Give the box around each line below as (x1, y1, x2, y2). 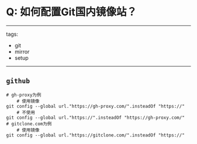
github (6, 77, 30, 85)
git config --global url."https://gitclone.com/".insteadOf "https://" (6, 132, 185, 138)
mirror (14, 48, 30, 55)
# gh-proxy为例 (6, 92, 42, 98)
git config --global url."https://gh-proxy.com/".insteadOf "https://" (6, 103, 185, 109)
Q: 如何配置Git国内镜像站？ (6, 5, 137, 19)
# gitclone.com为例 (6, 121, 52, 126)
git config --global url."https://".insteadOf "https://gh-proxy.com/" (6, 115, 185, 121)
